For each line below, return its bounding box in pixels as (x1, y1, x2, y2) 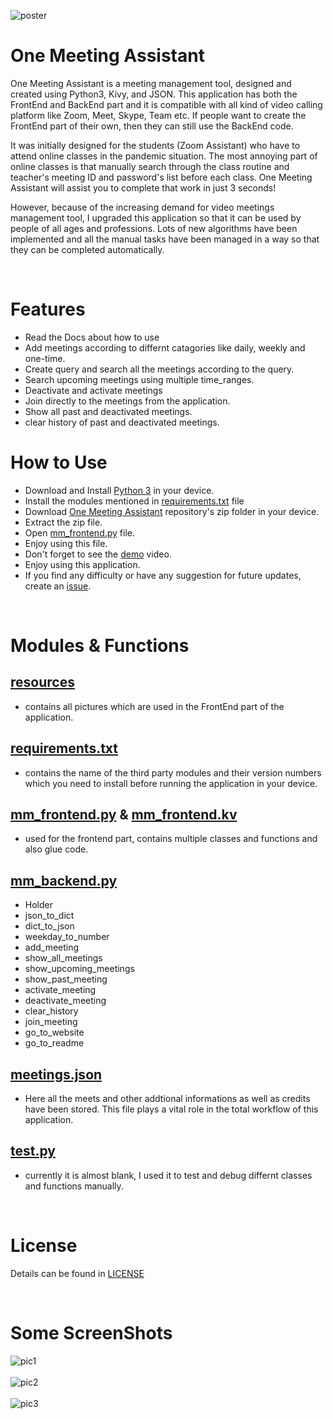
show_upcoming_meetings (24, 963, 135, 975)
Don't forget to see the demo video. (24, 548, 172, 560)
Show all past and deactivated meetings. (24, 405, 193, 417)
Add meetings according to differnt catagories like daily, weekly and (24, 341, 306, 354)
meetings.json (10, 1066, 103, 1083)
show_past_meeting (24, 973, 108, 985)
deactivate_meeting (24, 995, 107, 1007)
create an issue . (24, 580, 92, 592)
